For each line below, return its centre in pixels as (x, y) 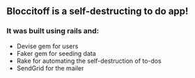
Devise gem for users (47, 46)
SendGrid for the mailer (50, 68)
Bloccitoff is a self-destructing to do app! (97, 11)
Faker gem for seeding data (56, 53)
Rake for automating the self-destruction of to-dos (89, 61)
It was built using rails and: (53, 31)
